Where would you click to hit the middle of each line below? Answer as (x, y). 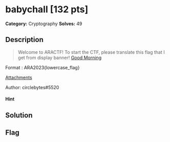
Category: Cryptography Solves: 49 (44, 24)
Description (24, 40)
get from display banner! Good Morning (59, 57)
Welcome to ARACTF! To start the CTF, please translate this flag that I (91, 52)
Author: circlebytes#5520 (32, 87)
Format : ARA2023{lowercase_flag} (42, 67)
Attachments (19, 77)
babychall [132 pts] (47, 9)
